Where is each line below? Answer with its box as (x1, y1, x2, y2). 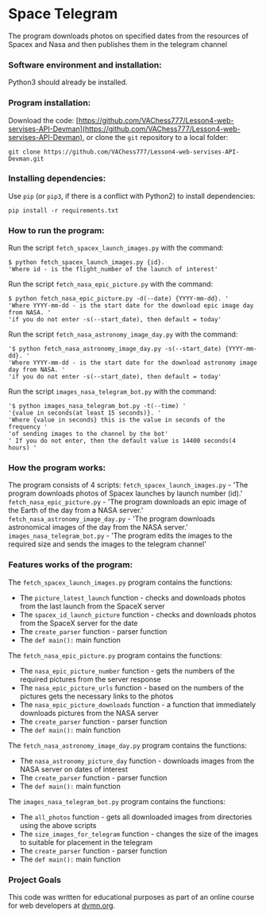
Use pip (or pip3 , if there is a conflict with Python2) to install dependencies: (8, 191, 256, 200)
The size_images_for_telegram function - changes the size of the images (19, 829, 259, 838)
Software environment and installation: (8, 59, 162, 70)
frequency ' (8, 423, 48, 431)
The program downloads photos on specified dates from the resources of (8, 31, 249, 41)
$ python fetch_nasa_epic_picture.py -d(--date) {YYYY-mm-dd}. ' (8, 295, 229, 303)
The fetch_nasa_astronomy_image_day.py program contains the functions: (8, 741, 248, 750)
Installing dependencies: (8, 173, 106, 184)
